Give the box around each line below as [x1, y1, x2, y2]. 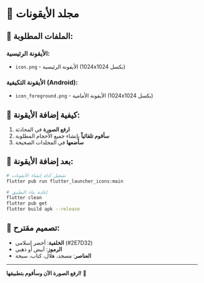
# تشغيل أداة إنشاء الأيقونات [6, 172, 66, 178]
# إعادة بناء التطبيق [6, 189, 47, 195]
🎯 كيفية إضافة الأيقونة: [6, 110, 80, 120]
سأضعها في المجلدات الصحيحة [15, 138, 84, 146]
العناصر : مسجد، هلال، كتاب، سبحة [15, 252, 92, 259]
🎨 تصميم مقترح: [6, 223, 60, 233]
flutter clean [6, 195, 42, 201]
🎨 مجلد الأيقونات [6, 7, 80, 21]
